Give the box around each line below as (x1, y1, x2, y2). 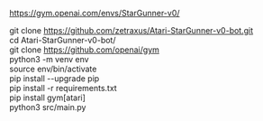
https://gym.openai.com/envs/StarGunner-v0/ (9, 8, 180, 18)
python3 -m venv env (9, 54, 89, 64)
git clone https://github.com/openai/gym (9, 44, 160, 55)
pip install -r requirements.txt (9, 83, 117, 93)
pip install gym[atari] (9, 92, 86, 103)
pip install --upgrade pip (9, 73, 100, 84)
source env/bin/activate (9, 63, 97, 74)
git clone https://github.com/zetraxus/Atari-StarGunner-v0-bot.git (9, 25, 254, 35)
